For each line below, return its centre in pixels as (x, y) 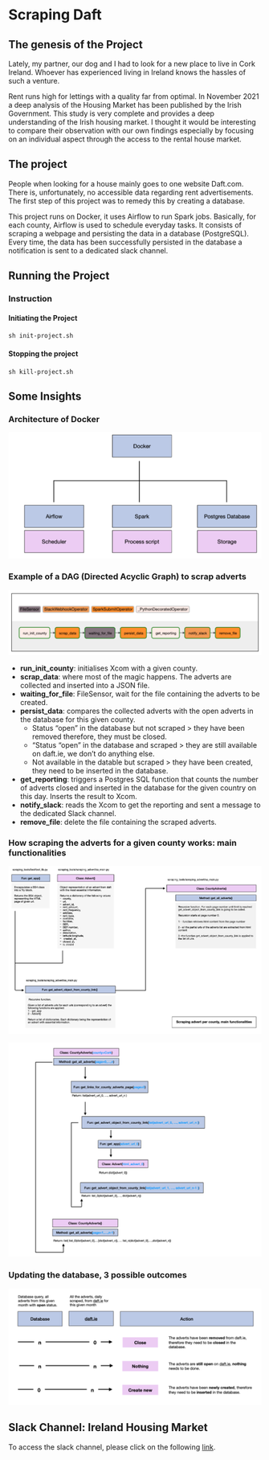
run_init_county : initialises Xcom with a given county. (109, 668)
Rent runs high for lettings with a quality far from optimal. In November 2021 (134, 96)
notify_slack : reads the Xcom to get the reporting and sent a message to (140, 805)
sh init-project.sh (41, 336)
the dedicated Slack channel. (68, 813)
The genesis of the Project (75, 45)
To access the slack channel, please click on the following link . (112, 1447)
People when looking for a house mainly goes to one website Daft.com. (126, 183)
